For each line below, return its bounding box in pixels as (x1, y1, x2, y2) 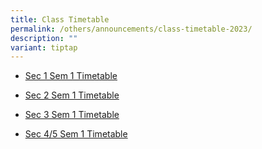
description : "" (10, 33, 78, 43)
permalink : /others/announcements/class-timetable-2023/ (10, 24, 253, 34)
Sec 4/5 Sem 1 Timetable (24, 128, 128, 140)
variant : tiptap (10, 42, 78, 53)
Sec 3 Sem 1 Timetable (24, 109, 120, 121)
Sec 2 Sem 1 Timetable (24, 89, 120, 101)
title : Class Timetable (10, 14, 110, 25)
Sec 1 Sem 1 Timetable (24, 70, 118, 82)
